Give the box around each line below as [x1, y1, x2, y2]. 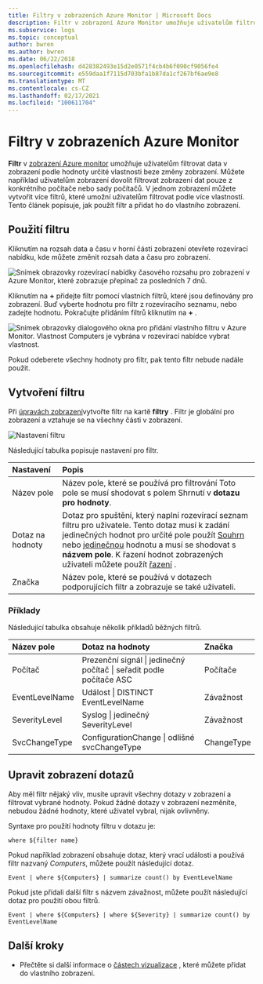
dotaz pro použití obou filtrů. [8, 895, 100, 905]
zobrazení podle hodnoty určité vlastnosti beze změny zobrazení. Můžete [8, 167, 245, 177]
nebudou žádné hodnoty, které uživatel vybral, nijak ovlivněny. [8, 806, 210, 815]
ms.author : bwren [8, 48, 65, 56]
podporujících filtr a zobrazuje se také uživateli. [62, 581, 236, 592]
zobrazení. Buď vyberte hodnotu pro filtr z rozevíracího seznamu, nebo [8, 299, 237, 308]
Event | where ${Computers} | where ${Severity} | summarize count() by [8, 911, 250, 919]
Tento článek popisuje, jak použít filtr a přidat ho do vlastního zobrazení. [8, 201, 241, 210]
